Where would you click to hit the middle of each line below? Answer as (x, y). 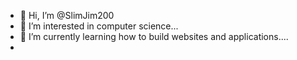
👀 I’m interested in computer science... (99, 26)
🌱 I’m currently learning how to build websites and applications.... (154, 36)
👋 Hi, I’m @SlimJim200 (67, 15)
